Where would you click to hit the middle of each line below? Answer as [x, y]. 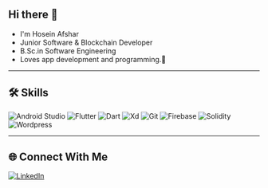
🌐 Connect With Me [58, 157]
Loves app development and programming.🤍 [93, 59]
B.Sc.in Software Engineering [68, 51]
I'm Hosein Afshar [49, 33]
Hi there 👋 [33, 15]
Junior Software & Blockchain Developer [86, 42]
